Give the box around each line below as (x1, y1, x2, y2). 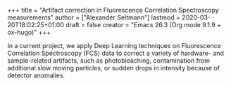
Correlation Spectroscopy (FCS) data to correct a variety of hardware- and (7, 49, 224, 57)
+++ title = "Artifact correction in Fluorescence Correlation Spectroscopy (7, 6, 220, 14)
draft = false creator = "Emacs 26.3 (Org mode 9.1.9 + (65, 21, 222, 29)
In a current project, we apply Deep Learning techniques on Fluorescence (7, 42, 222, 49)
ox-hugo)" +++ (7, 28, 51, 36)
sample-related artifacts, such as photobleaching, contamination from (7, 56, 210, 65)
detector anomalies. (7, 71, 65, 79)
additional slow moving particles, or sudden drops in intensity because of (7, 64, 220, 72)
